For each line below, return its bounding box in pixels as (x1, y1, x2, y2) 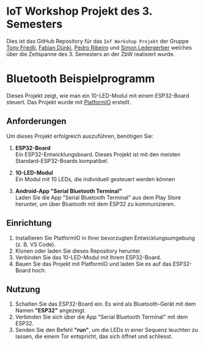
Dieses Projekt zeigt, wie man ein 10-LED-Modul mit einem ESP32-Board (6, 92, 189, 99)
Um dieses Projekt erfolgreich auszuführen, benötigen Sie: (6, 132, 154, 140)
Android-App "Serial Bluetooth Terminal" (15, 187, 122, 195)
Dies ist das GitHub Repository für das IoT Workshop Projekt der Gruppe (6, 37, 189, 45)
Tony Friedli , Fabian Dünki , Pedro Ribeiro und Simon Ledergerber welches (6, 44, 192, 51)
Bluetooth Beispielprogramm (6, 72, 155, 86)
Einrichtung (6, 218, 52, 228)
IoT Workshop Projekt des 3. (6, 4, 153, 18)
